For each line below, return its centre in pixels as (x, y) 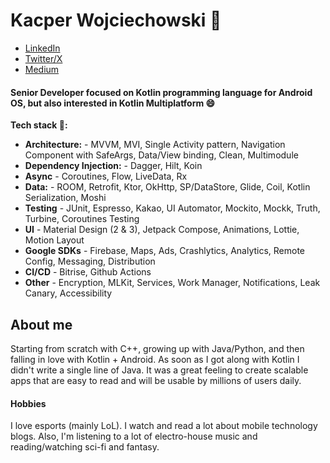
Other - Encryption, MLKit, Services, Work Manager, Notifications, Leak (172, 283)
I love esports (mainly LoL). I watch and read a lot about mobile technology (164, 426)
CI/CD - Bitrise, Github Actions (88, 272)
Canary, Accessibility (68, 293)
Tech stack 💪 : (39, 125)
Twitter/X (43, 58)
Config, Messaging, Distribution (90, 261)
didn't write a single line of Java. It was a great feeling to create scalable (159, 370)
